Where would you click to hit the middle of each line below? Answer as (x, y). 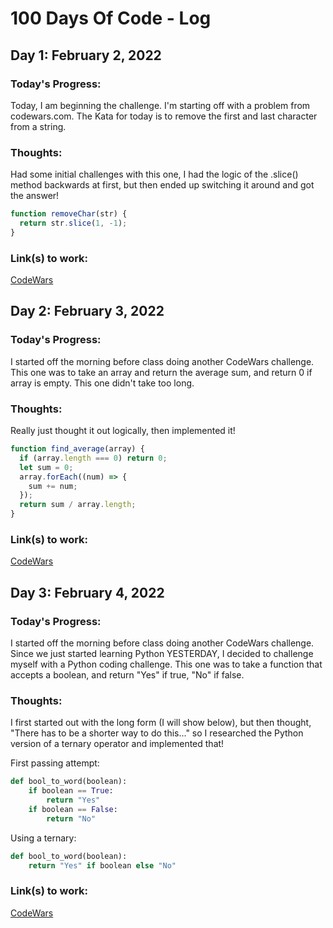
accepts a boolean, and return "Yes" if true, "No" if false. (127, 675)
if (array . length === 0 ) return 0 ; (93, 458)
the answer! (35, 196)
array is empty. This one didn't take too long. (102, 383)
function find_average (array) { (77, 449)
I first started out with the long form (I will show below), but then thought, (161, 723)
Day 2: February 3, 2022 (87, 311)
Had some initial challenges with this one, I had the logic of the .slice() (154, 174)
